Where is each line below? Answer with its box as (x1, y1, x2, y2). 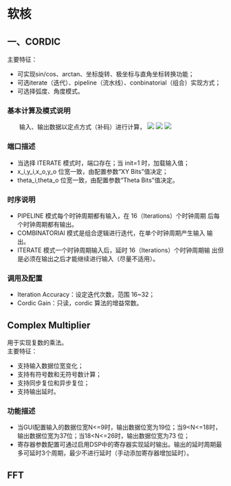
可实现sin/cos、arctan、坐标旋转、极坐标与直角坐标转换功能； (16, 70, 195, 78)
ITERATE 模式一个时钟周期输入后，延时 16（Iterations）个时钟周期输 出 (16, 245, 218, 254)
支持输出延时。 (16, 388, 60, 395)
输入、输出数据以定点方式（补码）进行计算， (19, 123, 146, 131)
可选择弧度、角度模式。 (16, 87, 84, 95)
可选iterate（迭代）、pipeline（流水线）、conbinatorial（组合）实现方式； (16, 78, 221, 87)
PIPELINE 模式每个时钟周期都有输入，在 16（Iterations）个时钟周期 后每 (16, 211, 220, 220)
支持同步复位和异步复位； (16, 379, 90, 387)
